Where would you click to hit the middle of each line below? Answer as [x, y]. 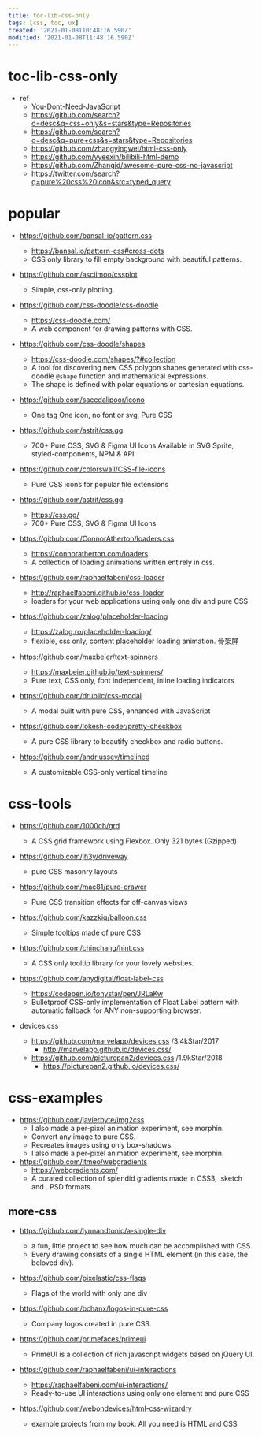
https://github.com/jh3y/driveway [74, 857]
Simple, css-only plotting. [73, 290]
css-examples [56, 1098]
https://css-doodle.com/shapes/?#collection [103, 359]
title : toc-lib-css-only [49, 15]
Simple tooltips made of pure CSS [86, 933]
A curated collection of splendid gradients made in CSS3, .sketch [137, 1178]
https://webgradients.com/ [74, 1170]
